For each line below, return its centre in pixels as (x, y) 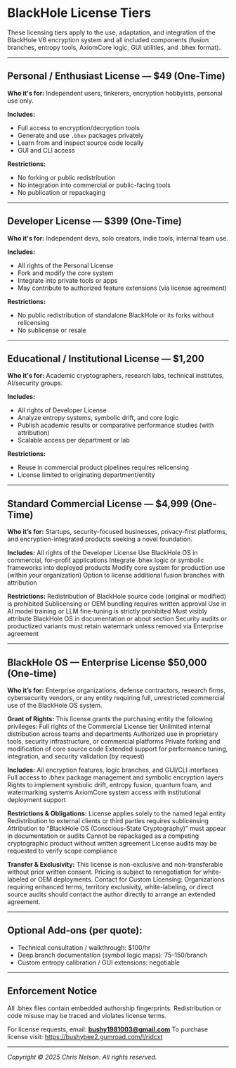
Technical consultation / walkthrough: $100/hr (84, 947)
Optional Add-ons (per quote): (75, 930)
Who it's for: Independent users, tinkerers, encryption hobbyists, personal (115, 93)
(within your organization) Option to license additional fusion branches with (116, 576)
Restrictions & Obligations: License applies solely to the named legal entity (117, 813)
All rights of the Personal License (65, 265)
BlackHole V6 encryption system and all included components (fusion (108, 39)
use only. (20, 101)
